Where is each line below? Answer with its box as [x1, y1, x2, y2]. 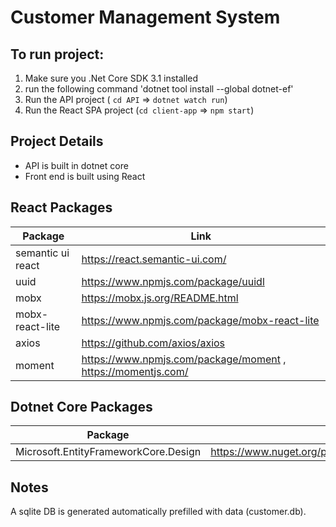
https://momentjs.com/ [81, 364, 189, 378]
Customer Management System [10, 6, 281, 29]
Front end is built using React [24, 170, 146, 182]
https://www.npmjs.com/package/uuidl [81, 274, 265, 288]
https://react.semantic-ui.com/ [81, 252, 227, 266]
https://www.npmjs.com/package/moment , [81, 352, 287, 366]
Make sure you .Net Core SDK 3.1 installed [24, 72, 199, 84]
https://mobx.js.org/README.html [81, 291, 239, 305]
